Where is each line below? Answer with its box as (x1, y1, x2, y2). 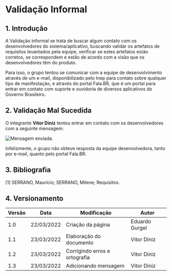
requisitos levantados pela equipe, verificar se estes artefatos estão (5, 49, 148, 54)
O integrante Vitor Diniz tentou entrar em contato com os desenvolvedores (5, 120, 164, 126)
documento (66, 239, 94, 246)
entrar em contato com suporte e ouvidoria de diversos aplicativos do (5, 86, 153, 92)
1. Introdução (5, 24, 48, 33)
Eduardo (131, 218, 152, 225)
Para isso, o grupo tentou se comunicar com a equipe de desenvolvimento (5, 69, 162, 76)
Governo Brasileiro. (5, 91, 46, 97)
